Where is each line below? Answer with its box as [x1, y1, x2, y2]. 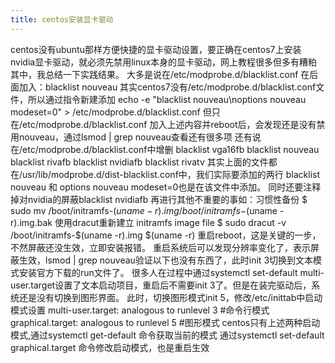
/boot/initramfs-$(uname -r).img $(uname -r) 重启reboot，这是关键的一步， [10, 229, 322, 241]
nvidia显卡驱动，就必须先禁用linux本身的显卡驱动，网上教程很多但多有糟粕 [10, 56, 318, 68]
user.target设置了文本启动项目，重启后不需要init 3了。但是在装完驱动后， [10, 279, 312, 291]
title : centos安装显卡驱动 [10, 14, 114, 25]
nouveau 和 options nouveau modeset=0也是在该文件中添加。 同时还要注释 [10, 181, 322, 193]
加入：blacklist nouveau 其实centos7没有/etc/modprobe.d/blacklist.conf [18, 81, 317, 93]
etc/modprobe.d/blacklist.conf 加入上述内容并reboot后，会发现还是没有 [22, 118, 317, 130]
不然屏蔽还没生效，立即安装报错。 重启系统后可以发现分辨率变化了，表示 [10, 241, 311, 253]
